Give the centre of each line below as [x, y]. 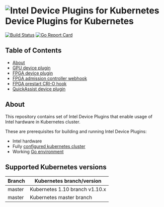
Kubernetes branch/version [68, 181]
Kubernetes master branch [61, 198]
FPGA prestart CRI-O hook [40, 83]
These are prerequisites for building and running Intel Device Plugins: [76, 131]
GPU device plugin [31, 68]
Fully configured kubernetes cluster [49, 146]
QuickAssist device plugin [39, 89]
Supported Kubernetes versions [56, 167]
